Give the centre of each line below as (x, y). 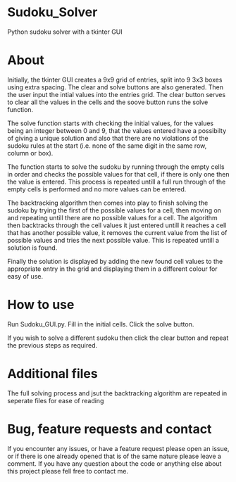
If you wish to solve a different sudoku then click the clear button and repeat (118, 338)
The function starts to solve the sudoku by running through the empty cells (116, 167)
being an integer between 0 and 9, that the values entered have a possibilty (117, 130)
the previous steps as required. (52, 345)
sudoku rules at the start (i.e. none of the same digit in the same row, (107, 146)
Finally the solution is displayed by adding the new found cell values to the (115, 261)
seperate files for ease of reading (56, 400)
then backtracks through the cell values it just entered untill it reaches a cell (117, 225)
